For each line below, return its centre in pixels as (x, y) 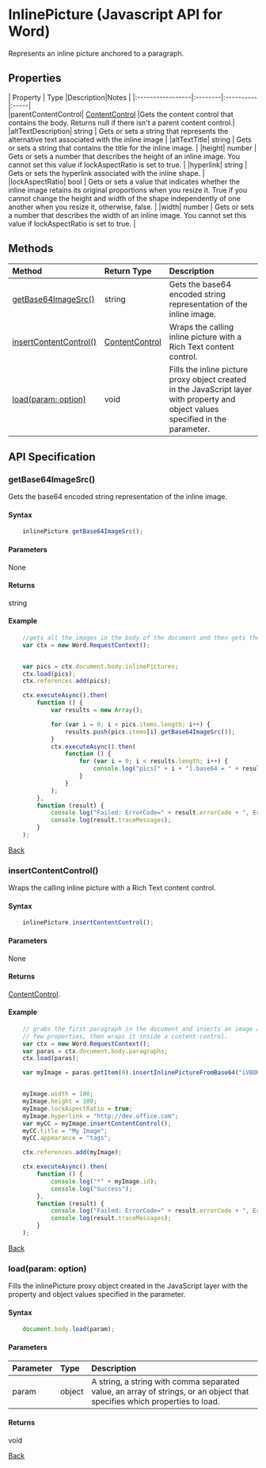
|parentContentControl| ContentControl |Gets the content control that (121, 114)
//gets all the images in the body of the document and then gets (134, 638)
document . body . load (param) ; (68, 1329)
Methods (31, 248)
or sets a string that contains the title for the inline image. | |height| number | (133, 147)
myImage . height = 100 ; (60, 1102)
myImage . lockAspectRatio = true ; (78, 1108)
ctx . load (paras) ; (51, 1058)
